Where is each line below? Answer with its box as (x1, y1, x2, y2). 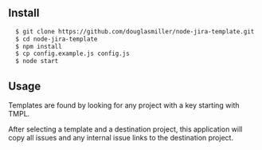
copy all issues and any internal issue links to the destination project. (8, 133, 233, 142)
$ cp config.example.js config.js (15, 49, 130, 58)
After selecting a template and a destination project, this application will (8, 124, 243, 134)
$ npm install (15, 42, 62, 50)
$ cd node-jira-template (15, 35, 98, 43)
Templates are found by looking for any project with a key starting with (8, 101, 240, 110)
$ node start (15, 57, 59, 65)
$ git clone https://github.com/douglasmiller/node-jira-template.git (15, 27, 255, 35)
